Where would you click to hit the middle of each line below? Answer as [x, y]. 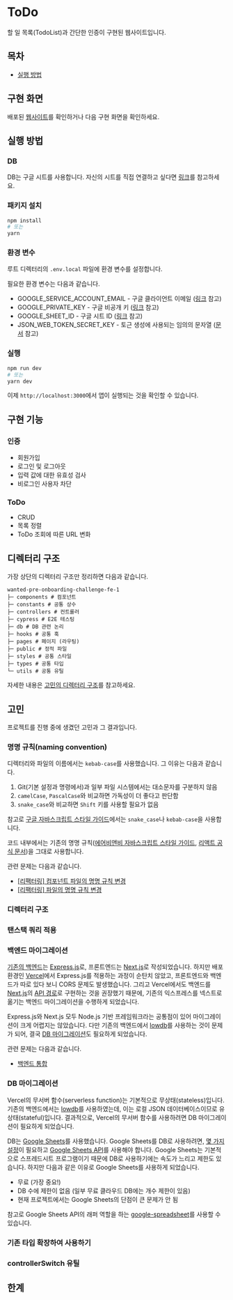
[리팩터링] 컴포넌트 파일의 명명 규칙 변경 [72, 881]
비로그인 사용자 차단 [44, 484]
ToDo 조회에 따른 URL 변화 [54, 535]
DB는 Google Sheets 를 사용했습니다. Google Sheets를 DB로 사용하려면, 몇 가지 [116, 1141]
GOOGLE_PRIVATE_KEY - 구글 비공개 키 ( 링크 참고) [88, 307]
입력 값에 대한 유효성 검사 [52, 475]
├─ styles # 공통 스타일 [39, 657]
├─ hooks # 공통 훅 [33, 634]
